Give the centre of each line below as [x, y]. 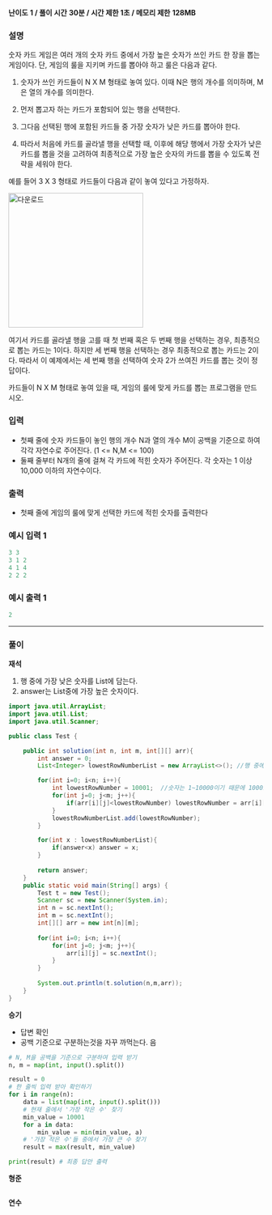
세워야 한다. [54, 164]
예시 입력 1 [28, 535]
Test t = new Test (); [74, 893]
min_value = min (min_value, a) [90, 1132]
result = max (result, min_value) [79, 1147]
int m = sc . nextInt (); [76, 915]
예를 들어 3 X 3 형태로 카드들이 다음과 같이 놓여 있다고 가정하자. [109, 181]
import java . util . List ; [49, 714]
